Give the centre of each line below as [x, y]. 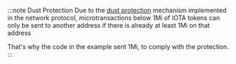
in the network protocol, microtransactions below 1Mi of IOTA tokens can [114, 18]
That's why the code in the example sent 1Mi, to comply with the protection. [118, 47]
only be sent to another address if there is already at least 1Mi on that [109, 25]
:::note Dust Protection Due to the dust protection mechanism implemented [117, 10]
